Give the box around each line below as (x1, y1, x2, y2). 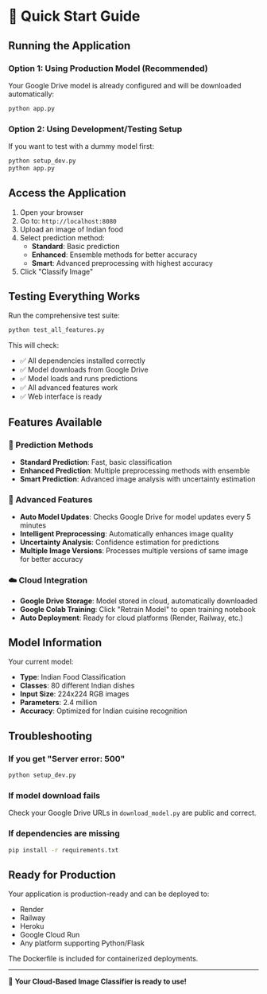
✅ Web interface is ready (19, 392, 103, 401)
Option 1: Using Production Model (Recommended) (8, 63, 208, 74)
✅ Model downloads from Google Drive (19, 365, 149, 375)
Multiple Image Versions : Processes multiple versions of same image (19, 546, 249, 555)
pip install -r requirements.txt (8, 846, 119, 854)
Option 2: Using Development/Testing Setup (8, 123, 183, 134)
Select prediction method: (19, 232, 105, 242)
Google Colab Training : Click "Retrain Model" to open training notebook (19, 604, 256, 614)
